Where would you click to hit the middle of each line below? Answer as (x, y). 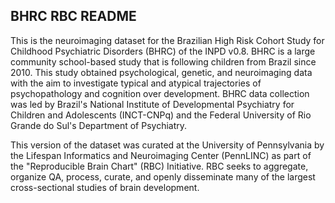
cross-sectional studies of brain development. (105, 187)
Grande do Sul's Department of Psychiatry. (99, 125)
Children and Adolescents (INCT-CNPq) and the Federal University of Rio (161, 115)
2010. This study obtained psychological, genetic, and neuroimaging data (161, 72)
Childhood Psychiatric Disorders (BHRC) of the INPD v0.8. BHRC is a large (163, 51)
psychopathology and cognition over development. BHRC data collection (160, 93)
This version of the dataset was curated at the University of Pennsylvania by (167, 145)
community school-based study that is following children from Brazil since (163, 61)
